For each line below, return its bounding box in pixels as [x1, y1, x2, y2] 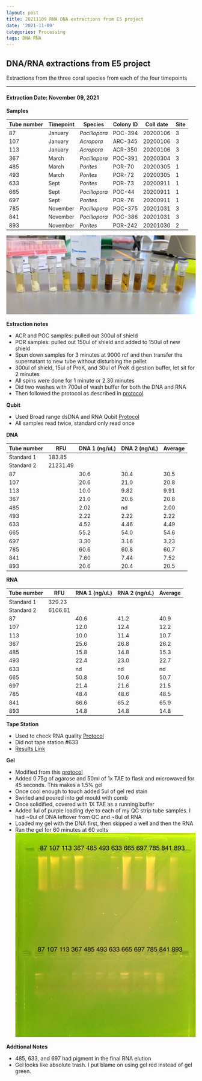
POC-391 [112, 155, 138, 162]
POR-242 [112, 222, 138, 229]
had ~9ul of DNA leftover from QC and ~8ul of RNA [14, 814, 142, 821]
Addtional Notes [6, 1043, 48, 1050]
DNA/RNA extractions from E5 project [6, 58, 151, 69]
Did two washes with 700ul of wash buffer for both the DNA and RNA [14, 383, 186, 391]
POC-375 [112, 205, 138, 212]
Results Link [14, 745, 46, 753]
